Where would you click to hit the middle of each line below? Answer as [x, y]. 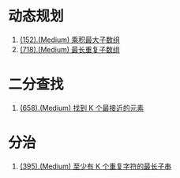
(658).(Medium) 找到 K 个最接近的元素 [82, 108]
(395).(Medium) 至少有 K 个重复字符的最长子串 [96, 166]
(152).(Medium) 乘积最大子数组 [70, 40]
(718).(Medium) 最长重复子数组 [69, 49]
